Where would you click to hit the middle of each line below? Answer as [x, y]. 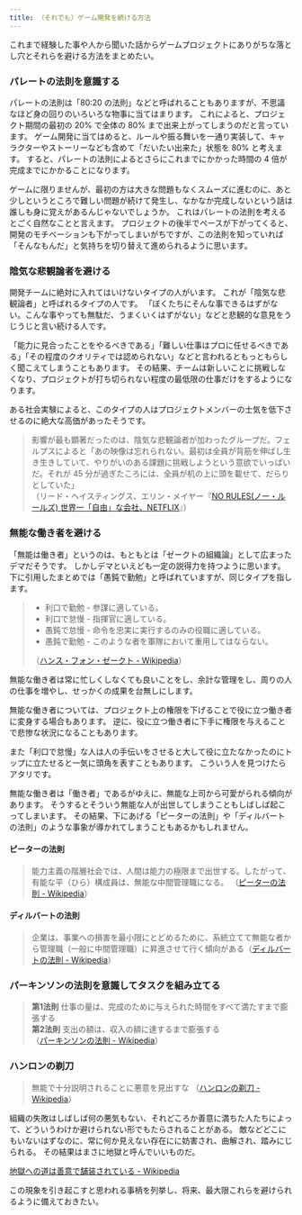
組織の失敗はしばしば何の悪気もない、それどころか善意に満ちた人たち [139, 1118]
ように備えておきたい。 [60, 1201]
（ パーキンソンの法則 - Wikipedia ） [97, 1040]
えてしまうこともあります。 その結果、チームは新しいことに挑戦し [155, 368]
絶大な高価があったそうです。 [95, 421]
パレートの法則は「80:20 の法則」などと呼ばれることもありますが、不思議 [147, 102]
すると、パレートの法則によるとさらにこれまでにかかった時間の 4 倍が [157, 159]
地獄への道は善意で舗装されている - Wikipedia [94, 1171]
